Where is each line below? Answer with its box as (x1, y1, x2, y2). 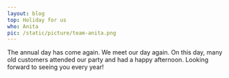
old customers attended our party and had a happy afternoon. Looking (7, 56, 209, 64)
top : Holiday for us (7, 17, 67, 23)
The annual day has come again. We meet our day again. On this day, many (7, 48, 223, 57)
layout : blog (7, 10, 45, 17)
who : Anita (7, 23, 39, 30)
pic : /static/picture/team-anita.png (7, 29, 117, 37)
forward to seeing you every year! (7, 63, 104, 71)
